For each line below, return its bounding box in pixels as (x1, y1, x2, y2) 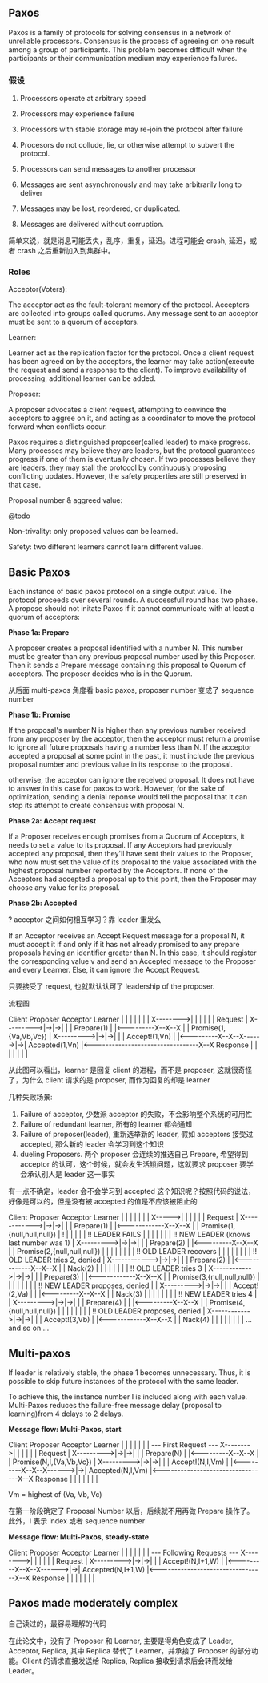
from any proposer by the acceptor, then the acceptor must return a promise (8, 734, 261, 744)
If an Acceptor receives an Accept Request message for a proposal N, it (8, 931, 246, 941)
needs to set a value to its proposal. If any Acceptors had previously (8, 840, 233, 850)
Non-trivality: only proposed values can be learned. (8, 527, 178, 536)
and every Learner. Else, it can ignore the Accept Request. (8, 965, 201, 975)
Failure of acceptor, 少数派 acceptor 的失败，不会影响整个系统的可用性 (19, 1110, 253, 1119)
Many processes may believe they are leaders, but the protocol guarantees (8, 446, 256, 455)
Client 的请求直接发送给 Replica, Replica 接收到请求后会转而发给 (22, 1656, 234, 1665)
